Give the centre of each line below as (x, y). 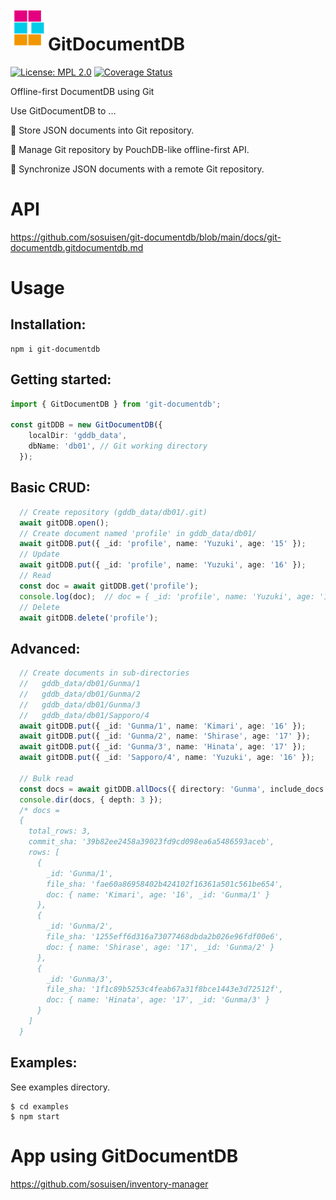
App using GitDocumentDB (124, 1155)
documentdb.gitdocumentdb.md (77, 247)
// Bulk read (46, 778)
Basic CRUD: (50, 488)
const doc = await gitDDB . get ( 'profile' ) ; (109, 586)
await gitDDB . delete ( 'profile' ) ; (89, 618)
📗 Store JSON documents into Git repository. (102, 130)
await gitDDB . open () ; (64, 523)
